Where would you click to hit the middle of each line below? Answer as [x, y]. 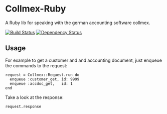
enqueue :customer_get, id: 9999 [45, 79]
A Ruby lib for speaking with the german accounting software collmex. [78, 23]
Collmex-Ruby [36, 9]
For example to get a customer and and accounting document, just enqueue [83, 60]
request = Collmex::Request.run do [42, 75]
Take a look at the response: [34, 97]
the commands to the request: [36, 65]
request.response [23, 106]
